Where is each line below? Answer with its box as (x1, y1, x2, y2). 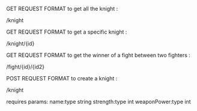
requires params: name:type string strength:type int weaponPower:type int (6, 98, 191, 105)
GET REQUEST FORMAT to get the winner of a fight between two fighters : (6, 52, 191, 59)
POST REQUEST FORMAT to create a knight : (6, 75, 118, 82)
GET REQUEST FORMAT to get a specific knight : (6, 28, 127, 35)
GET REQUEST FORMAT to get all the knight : (6, 5, 118, 12)
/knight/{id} (6, 40, 35, 47)
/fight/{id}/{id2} (6, 63, 45, 70)
